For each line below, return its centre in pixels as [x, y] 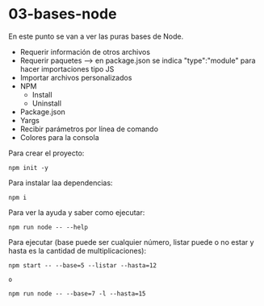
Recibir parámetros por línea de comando [89, 129]
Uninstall [47, 103]
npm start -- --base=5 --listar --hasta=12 [83, 265]
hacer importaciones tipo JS [67, 68]
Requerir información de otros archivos [85, 52]
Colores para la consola [59, 137]
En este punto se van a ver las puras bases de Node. [96, 36]
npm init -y [28, 167]
